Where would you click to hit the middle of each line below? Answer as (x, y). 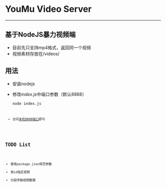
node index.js (27, 103)
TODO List (18, 145)
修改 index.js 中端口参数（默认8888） (49, 94)
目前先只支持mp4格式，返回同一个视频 (52, 47)
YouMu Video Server (48, 9)
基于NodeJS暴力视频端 (40, 35)
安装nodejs (23, 84)
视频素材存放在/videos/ (36, 53)
